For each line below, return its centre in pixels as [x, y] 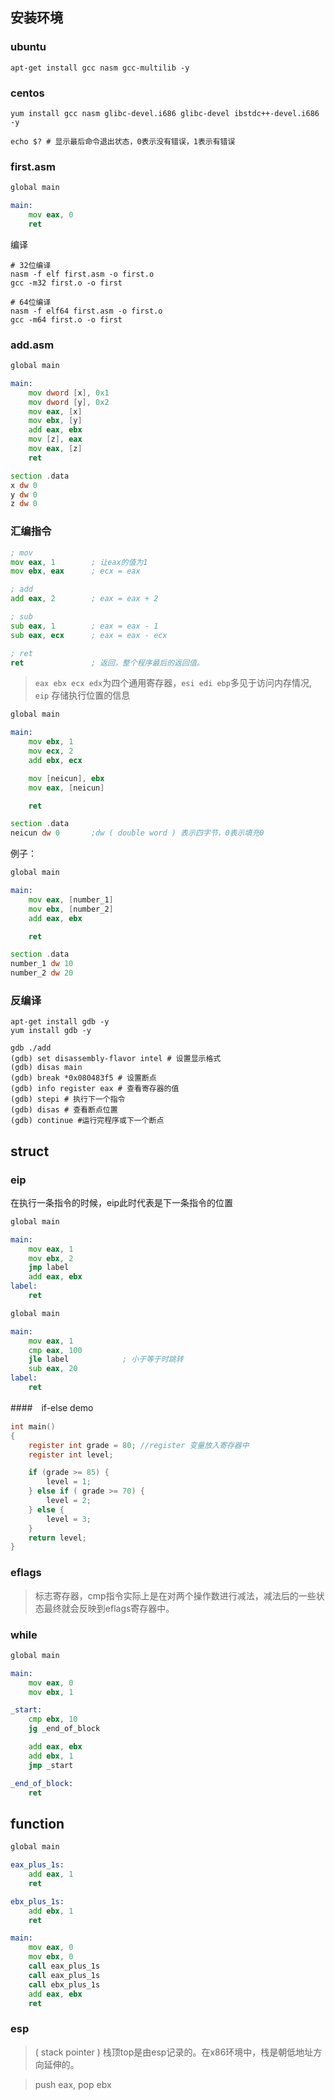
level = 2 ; [69, 1501]
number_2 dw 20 [42, 973]
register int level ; [71, 1454]
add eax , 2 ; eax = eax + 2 [84, 599]
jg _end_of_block [64, 1729]
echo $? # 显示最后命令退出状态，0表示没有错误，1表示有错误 [123, 141]
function [37, 1823]
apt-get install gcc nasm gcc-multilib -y [100, 68]
